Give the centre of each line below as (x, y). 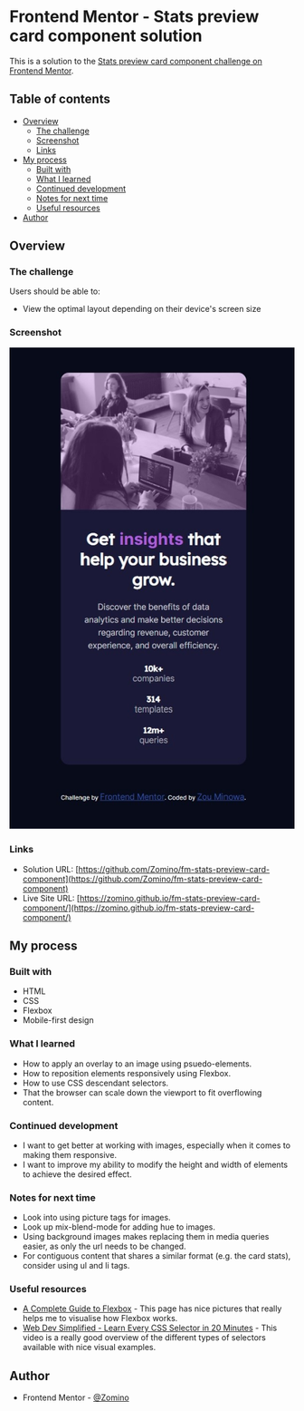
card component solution (106, 36)
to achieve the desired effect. (77, 1174)
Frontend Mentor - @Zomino (76, 1397)
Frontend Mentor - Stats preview (134, 17)
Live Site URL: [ (51, 898)
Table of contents (60, 99)
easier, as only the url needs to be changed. (104, 1246)
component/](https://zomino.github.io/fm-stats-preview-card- (138, 908)
